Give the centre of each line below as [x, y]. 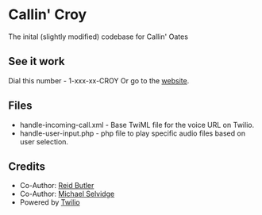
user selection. [44, 141]
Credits [27, 166]
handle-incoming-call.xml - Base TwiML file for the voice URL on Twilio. [137, 125]
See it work [37, 61]
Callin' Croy [48, 15]
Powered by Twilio [50, 202]
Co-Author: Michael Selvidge [67, 194]
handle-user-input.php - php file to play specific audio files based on [133, 133]
